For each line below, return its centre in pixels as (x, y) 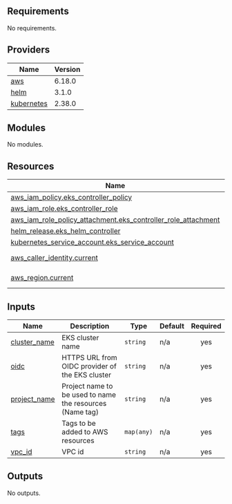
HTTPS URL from (89, 357)
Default (172, 326)
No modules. (25, 144)
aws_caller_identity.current (55, 258)
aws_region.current (42, 278)
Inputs (21, 307)
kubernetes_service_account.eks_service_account (93, 243)
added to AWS (85, 432)
